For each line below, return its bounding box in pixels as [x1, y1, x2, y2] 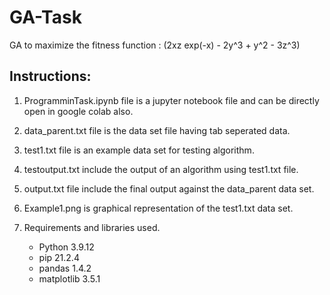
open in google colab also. [23, 105, 134, 117]
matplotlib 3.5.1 [38, 272, 101, 285]
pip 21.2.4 [38, 251, 80, 263]
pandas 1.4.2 [38, 262, 92, 274]
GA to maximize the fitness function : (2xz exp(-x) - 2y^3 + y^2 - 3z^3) [9, 39, 301, 51]
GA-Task [9, 6, 82, 29]
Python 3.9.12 [38, 241, 95, 253]
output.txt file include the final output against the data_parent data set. [23, 182, 315, 195]
